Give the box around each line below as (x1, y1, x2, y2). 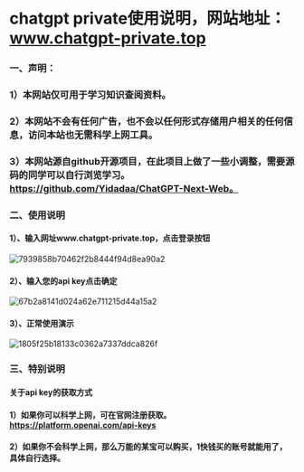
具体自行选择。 (9, 453, 65, 464)
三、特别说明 (9, 363, 66, 375)
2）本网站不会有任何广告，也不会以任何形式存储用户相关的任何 (9, 115, 284, 127)
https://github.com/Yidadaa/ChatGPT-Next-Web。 (9, 182, 239, 194)
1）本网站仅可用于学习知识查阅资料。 (9, 89, 172, 101)
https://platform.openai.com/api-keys (9, 420, 157, 430)
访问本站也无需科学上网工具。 (27, 128, 158, 141)
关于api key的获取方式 (9, 386, 93, 398)
